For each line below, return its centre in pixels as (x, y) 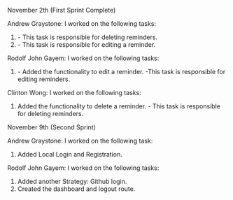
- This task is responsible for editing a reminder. (86, 44)
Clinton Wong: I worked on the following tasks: (74, 93)
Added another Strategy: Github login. (72, 181)
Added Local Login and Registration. (70, 154)
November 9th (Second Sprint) (52, 127)
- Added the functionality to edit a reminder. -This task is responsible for (121, 72)
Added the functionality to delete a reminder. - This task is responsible (119, 106)
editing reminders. (44, 79)
